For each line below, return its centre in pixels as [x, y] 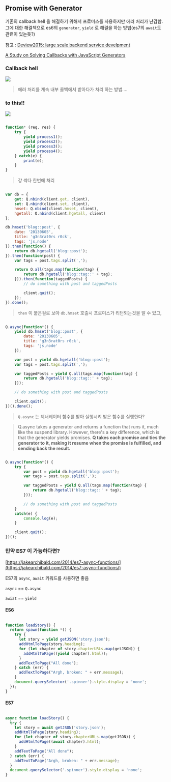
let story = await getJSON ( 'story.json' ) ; [60, 728]
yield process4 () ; [43, 151]
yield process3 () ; [43, 146]
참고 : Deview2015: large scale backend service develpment [68, 45]
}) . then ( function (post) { [33, 256]
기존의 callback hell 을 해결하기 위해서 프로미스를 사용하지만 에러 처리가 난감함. [84, 21]
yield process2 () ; [43, 142]
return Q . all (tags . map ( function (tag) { [57, 270]
